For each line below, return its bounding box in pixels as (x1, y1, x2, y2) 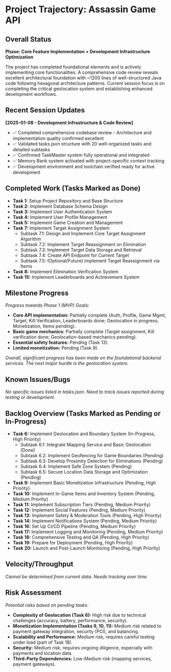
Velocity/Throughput (5, 560, 74, 568)
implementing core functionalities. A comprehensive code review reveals (5, 69, 158, 75)
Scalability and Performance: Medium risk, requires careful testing (12, 634, 155, 640)
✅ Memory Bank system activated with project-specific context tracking (12, 157, 165, 164)
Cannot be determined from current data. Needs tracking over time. (5, 573, 148, 580)
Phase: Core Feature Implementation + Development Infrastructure (5, 49, 151, 54)
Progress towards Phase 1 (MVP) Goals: (5, 302, 89, 309)
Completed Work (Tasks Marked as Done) (5, 184, 141, 193)
